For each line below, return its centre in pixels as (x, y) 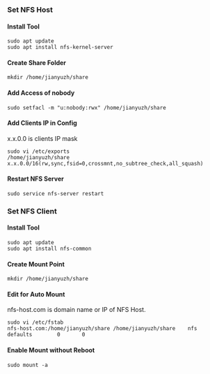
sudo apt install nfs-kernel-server (60, 47)
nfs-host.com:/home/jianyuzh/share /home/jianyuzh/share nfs (102, 329)
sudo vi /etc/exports (39, 151)
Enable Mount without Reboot (51, 350)
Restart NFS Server (35, 179)
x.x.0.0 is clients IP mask (42, 138)
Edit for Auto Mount (36, 294)
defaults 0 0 (46, 335)
